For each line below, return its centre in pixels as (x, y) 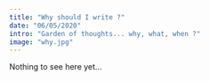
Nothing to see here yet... (56, 67)
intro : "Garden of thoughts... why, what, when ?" (105, 33)
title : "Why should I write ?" (67, 17)
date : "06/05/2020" (45, 26)
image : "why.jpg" (41, 42)
